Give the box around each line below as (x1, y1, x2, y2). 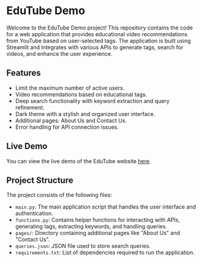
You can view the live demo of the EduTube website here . (6, 157, 151, 164)
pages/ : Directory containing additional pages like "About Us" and (15, 229, 181, 237)
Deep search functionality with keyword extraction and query (15, 97, 170, 104)
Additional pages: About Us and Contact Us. (15, 117, 127, 124)
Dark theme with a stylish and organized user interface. (15, 110, 155, 117)
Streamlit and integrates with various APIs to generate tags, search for (6, 44, 184, 51)
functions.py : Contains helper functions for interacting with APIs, (15, 216, 181, 224)
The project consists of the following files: (6, 191, 112, 199)
